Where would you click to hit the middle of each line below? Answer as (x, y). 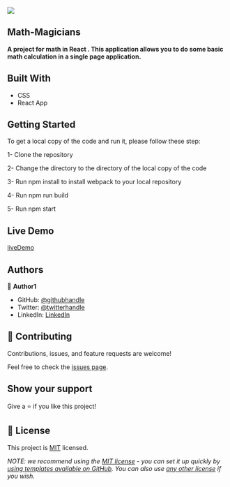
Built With (29, 78)
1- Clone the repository (40, 155)
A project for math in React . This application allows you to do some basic (115, 49)
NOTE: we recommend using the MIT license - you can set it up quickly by (114, 461)
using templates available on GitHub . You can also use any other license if (114, 468)
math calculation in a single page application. (74, 57)
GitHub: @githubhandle (51, 300)
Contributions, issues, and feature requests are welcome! (90, 353)
